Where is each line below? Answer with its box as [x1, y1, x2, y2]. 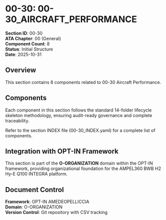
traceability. [5, 117, 30, 123]
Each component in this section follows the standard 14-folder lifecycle [5, 107, 152, 113]
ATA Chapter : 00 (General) [5, 35, 61, 41]
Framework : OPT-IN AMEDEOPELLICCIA [5, 198, 89, 205]
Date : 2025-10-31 [5, 51, 42, 57]
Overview [5, 66, 37, 74]
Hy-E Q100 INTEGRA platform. [5, 171, 68, 177]
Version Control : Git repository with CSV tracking [5, 209, 108, 215]
